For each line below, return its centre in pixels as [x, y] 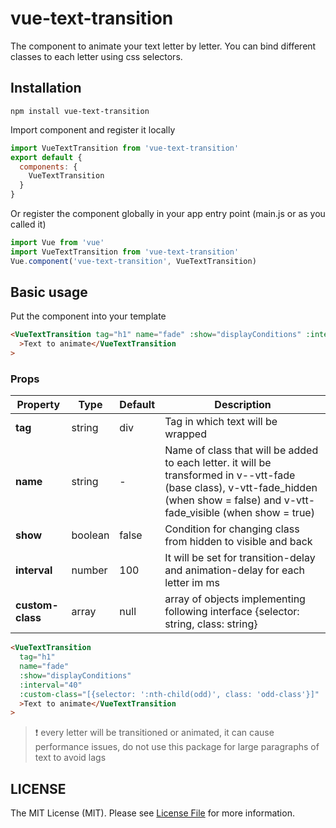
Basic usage [49, 292]
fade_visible [192, 513]
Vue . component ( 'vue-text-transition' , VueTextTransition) [133, 261]
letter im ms [192, 583]
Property [38, 405]
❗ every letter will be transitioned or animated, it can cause [154, 733]
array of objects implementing [235, 599]
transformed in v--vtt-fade [230, 475]
